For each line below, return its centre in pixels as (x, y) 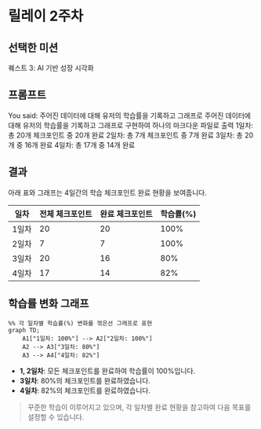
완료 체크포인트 (126, 214)
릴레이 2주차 (46, 16)
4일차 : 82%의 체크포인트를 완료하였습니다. (85, 390)
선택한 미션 (33, 48)
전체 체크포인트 (65, 214)
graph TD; (24, 331)
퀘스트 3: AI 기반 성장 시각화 (51, 68)
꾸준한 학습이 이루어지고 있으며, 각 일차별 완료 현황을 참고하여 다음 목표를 (139, 407)
